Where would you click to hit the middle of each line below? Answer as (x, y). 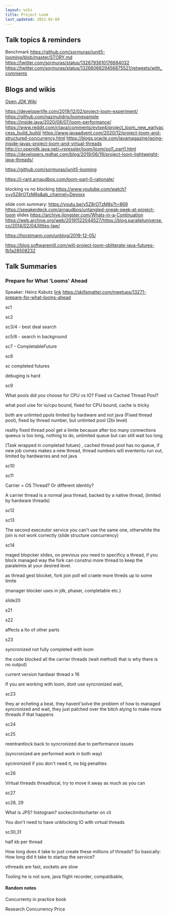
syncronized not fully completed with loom (50, 649)
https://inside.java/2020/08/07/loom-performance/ (58, 122)
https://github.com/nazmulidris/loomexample (52, 117)
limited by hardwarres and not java (41, 456)
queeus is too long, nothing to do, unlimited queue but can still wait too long (84, 435)
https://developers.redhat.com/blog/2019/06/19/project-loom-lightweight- (82, 154)
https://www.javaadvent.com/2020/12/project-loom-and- (102, 133)
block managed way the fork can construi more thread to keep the (74, 560)
